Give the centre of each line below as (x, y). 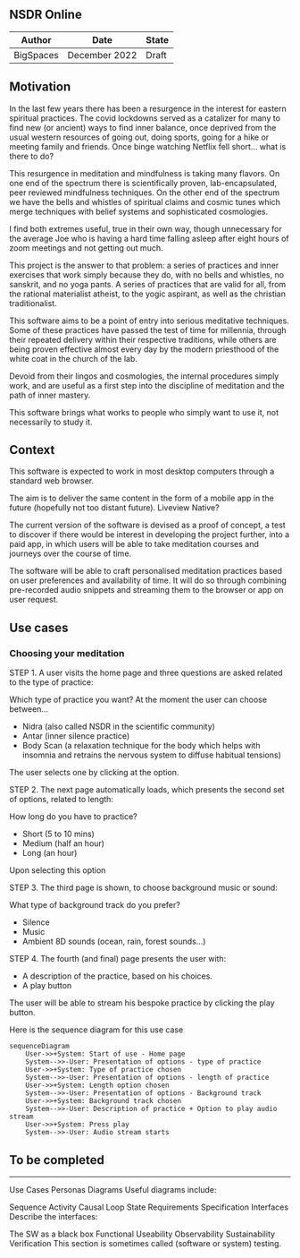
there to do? (32, 156)
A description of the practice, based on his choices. (117, 976)
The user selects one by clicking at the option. (94, 773)
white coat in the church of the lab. (74, 358)
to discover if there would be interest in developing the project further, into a (150, 535)
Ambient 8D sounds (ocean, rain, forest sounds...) (114, 941)
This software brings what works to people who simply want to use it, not (144, 412)
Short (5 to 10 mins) (58, 834)
